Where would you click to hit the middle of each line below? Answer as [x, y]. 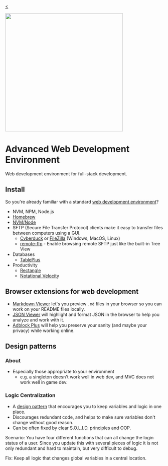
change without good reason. [43, 422]
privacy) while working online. [43, 330]
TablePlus [30, 259]
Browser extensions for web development [72, 291]
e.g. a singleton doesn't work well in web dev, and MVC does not [87, 377]
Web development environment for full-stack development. [66, 174]
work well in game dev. [44, 382]
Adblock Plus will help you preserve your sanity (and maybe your [79, 325]
